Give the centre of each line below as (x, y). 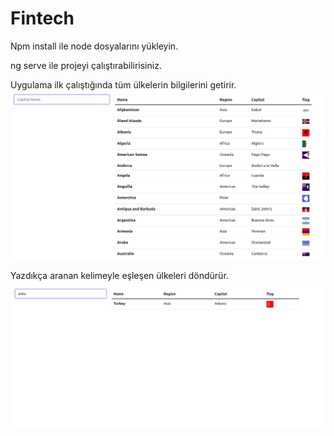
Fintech (42, 18)
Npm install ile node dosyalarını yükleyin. (94, 46)
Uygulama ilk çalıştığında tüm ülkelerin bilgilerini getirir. (123, 84)
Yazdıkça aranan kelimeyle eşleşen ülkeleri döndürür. (119, 276)
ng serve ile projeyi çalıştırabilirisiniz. (86, 65)
